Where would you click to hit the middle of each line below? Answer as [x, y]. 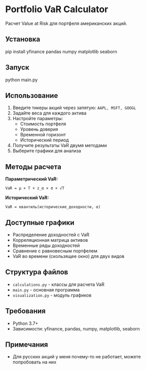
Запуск [17, 68]
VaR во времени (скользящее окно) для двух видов [68, 256]
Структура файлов [37, 272]
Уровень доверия [39, 129]
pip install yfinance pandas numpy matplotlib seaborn [61, 51]
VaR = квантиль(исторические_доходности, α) [53, 207]
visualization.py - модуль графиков [52, 295]
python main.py [22, 80]
